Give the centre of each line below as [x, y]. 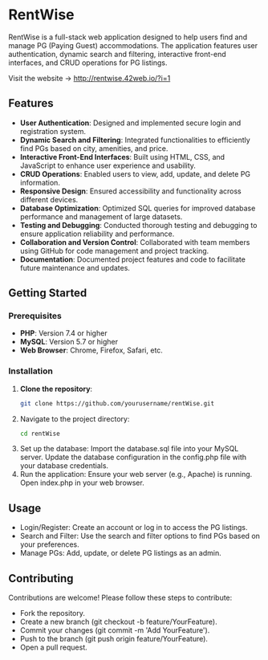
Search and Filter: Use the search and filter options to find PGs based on [140, 536]
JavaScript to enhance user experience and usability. [108, 165]
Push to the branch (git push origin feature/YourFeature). [114, 639]
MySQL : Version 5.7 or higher [69, 342]
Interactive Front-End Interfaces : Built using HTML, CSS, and [122, 157]
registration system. [53, 131]
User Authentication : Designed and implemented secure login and [130, 123]
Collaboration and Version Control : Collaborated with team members [135, 242]
